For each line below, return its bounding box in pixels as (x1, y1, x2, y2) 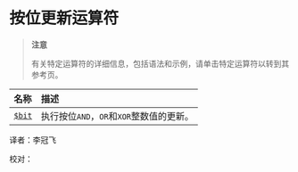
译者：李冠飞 (9, 135, 56, 145)
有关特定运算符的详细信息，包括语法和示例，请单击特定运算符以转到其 (30, 58, 290, 69)
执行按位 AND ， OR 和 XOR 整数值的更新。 (40, 110, 195, 122)
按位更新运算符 (9, 8, 120, 29)
